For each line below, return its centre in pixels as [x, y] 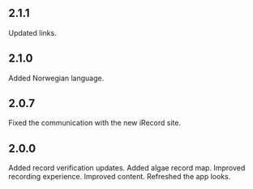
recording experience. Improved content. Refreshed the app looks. [120, 177]
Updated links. [32, 32]
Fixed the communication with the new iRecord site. [94, 123]
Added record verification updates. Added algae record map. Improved [127, 168]
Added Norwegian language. [56, 78]
